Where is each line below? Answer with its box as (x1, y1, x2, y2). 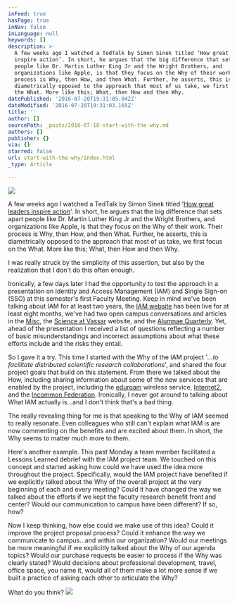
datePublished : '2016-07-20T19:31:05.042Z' (8, 96, 138, 103)
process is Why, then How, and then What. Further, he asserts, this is (8, 230, 207, 238)
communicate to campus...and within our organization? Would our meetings (8, 536, 227, 545)
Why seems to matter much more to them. (8, 434, 130, 442)
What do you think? (8, 588, 64, 596)
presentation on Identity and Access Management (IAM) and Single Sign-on (8, 287, 228, 295)
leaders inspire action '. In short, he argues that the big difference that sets (8, 207, 222, 216)
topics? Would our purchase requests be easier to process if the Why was (8, 551, 222, 559)
